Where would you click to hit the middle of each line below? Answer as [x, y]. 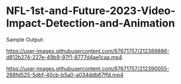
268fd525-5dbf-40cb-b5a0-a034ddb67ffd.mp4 [65, 75]
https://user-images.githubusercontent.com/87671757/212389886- [88, 51]
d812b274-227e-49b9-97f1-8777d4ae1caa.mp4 [64, 57]
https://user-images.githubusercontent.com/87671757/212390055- [88, 68]
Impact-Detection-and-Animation [91, 23]
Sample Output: [25, 39]
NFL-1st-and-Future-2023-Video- [91, 11]
